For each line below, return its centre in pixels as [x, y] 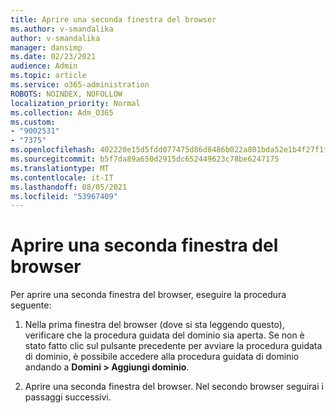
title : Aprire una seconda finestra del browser [113, 19]
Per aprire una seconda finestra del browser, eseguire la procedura [148, 295]
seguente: [31, 305]
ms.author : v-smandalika [62, 29]
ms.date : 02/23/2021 [53, 57]
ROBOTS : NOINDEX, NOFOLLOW [66, 94]
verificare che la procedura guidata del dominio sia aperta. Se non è [164, 335]
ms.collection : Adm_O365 [62, 112]
